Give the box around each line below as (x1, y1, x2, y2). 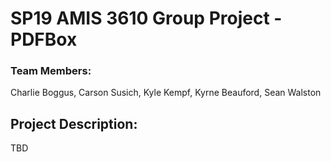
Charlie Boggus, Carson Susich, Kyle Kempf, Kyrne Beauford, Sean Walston (10, 87, 322, 99)
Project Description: (10, 115, 138, 132)
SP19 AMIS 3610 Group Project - (10, 7, 283, 30)
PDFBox (10, 28, 78, 51)
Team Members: (10, 64, 92, 78)
